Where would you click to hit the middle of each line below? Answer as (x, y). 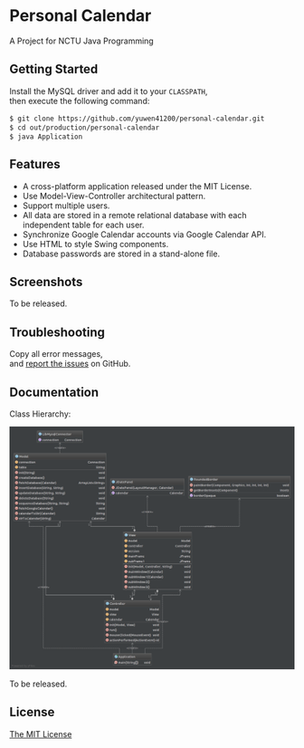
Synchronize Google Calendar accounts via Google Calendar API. (144, 234)
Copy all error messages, (56, 354)
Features (35, 164)
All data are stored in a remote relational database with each (134, 215)
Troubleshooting (57, 332)
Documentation (54, 392)
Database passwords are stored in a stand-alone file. (121, 254)
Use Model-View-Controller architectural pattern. (114, 196)
